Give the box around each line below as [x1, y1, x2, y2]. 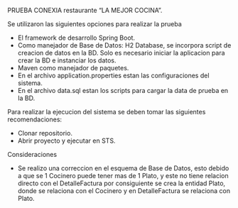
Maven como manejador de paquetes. [17, 64, 129, 72]
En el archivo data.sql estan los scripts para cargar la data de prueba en [17, 87, 229, 94]
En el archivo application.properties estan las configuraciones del [17, 71, 210, 80]
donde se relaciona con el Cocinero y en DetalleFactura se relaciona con [17, 187, 231, 195]
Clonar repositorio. [17, 129, 73, 137]
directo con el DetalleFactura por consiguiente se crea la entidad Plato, [17, 179, 226, 187]
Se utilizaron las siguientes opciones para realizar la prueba [7, 20, 183, 28]
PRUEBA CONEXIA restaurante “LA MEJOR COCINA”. [7, 6, 163, 14]
